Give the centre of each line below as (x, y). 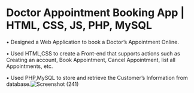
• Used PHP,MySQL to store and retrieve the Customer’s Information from (97, 77)
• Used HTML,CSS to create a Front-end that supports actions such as (93, 53)
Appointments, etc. (30, 66)
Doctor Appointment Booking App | (95, 13)
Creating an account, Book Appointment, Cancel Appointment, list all (91, 60)
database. (19, 84)
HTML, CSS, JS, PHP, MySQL (79, 25)
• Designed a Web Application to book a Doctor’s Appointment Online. (93, 42)
